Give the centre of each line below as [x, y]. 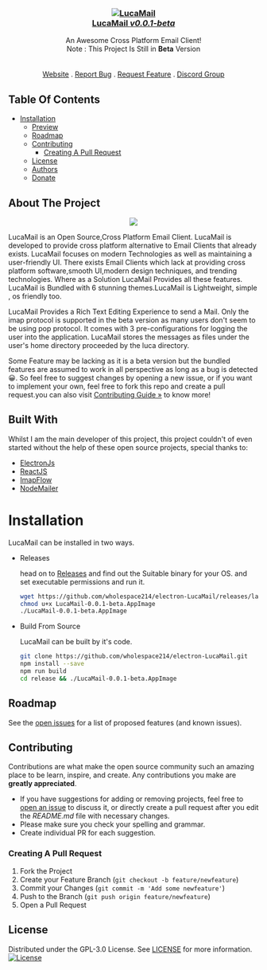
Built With [33, 420]
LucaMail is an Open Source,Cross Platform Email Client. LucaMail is [120, 237]
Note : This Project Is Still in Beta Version [133, 49]
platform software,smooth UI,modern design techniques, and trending [123, 271]
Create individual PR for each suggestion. [88, 833]
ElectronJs [37, 463]
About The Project [54, 203]
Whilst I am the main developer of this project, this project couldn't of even [130, 439]
